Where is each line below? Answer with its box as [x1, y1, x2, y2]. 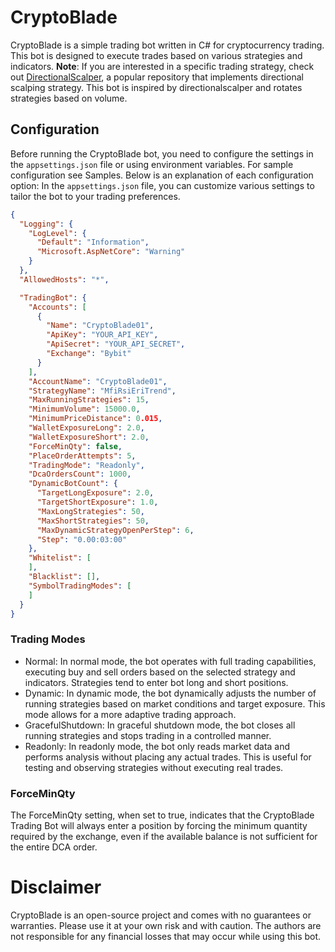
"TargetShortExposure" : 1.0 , [36, 497, 159, 507]
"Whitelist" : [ [28, 553, 92, 563]
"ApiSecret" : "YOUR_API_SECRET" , [46, 339, 186, 350]
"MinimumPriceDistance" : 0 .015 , [28, 414, 163, 424]
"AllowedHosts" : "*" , [19, 274, 110, 285]
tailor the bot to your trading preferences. [10, 190, 181, 202]
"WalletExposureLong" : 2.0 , [28, 423, 145, 433]
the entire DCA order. [10, 841, 98, 853]
